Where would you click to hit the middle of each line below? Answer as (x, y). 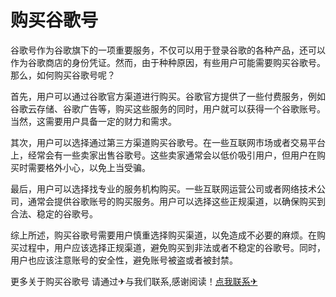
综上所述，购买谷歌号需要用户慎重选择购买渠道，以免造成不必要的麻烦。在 (163, 235)
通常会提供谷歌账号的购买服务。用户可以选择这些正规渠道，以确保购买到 (176, 201)
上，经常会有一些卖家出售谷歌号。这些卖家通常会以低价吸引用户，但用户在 (163, 155)
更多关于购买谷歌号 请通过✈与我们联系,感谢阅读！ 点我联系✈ (134, 281)
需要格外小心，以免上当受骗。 (89, 167)
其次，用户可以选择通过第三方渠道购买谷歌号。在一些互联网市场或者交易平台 (168, 142)
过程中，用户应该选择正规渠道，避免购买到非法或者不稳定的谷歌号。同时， (172, 247)
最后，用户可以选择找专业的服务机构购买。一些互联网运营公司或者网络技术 (163, 188)
